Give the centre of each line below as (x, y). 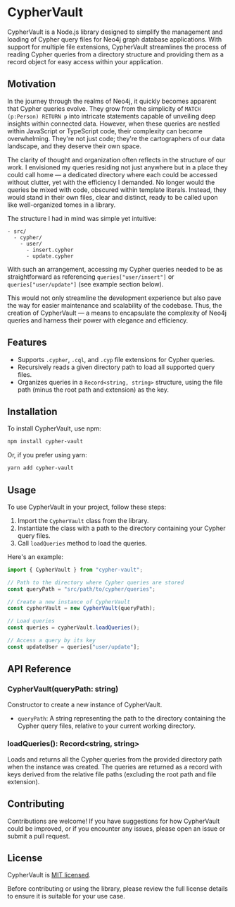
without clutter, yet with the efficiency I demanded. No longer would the (111, 182)
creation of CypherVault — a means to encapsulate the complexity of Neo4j (117, 313)
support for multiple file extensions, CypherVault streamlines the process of (117, 47)
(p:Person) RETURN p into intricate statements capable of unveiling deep (112, 116)
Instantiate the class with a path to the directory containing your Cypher (122, 528)
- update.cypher (50, 256)
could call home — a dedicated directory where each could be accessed (113, 174)
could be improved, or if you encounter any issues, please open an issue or (116, 828)
